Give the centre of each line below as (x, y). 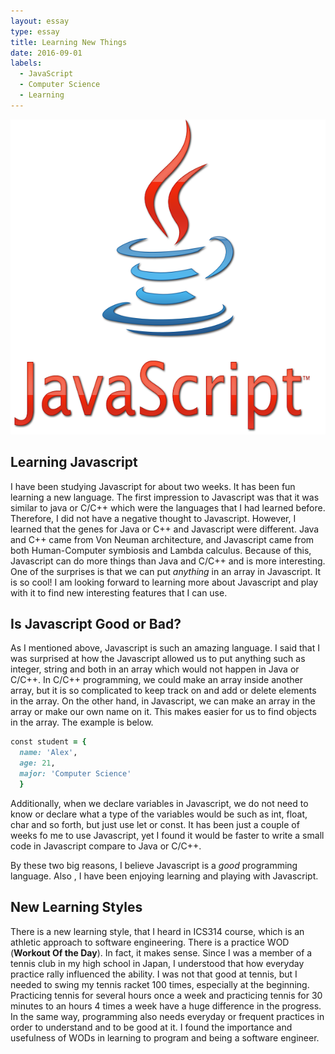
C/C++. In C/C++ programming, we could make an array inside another (156, 680)
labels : (26, 63)
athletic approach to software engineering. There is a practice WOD (150, 942)
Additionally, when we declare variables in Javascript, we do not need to (159, 803)
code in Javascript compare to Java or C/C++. (106, 846)
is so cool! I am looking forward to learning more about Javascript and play (164, 582)
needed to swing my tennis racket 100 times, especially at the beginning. (160, 984)
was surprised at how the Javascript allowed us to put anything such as (158, 659)
